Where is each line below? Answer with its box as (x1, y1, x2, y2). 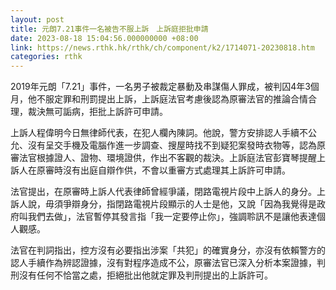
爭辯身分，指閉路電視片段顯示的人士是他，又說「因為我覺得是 (62, 198, 317, 210)
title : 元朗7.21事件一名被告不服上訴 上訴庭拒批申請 (10, 24, 209, 34)
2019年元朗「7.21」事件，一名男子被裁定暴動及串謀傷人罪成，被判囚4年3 (10, 81, 311, 93)
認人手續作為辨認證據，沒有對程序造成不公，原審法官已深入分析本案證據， (10, 257, 317, 269)
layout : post (10, 14, 65, 25)
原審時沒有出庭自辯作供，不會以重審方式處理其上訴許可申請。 (36, 164, 291, 176)
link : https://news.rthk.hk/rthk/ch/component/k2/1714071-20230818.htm (10, 42, 315, 53)
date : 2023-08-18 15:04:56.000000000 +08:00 (10, 33, 199, 43)
